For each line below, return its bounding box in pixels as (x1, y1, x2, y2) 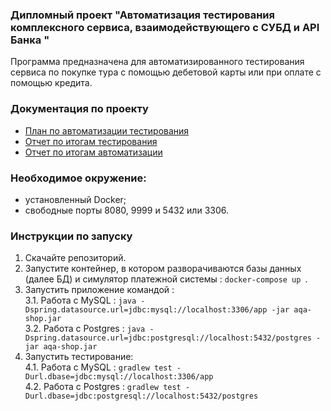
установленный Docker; (24, 193, 127, 205)
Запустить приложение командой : (24, 284, 175, 296)
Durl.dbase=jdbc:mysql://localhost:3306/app (24, 372, 214, 382)
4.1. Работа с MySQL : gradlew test (24, 361, 173, 373)
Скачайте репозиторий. (24, 252, 127, 264)
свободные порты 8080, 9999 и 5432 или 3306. (24, 204, 230, 216)
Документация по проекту (10, 102, 149, 116)
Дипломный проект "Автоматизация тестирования (10, 8, 275, 22)
